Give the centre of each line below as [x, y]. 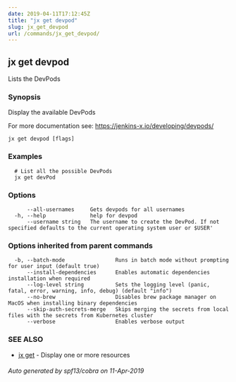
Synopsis [24, 97]
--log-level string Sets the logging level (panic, [118, 285]
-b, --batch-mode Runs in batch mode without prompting [122, 260]
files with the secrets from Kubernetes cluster [81, 316]
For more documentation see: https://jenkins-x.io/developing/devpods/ [111, 126]
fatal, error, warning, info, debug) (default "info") [90, 291]
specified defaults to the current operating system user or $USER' [111, 228]
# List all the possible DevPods [63, 171]
